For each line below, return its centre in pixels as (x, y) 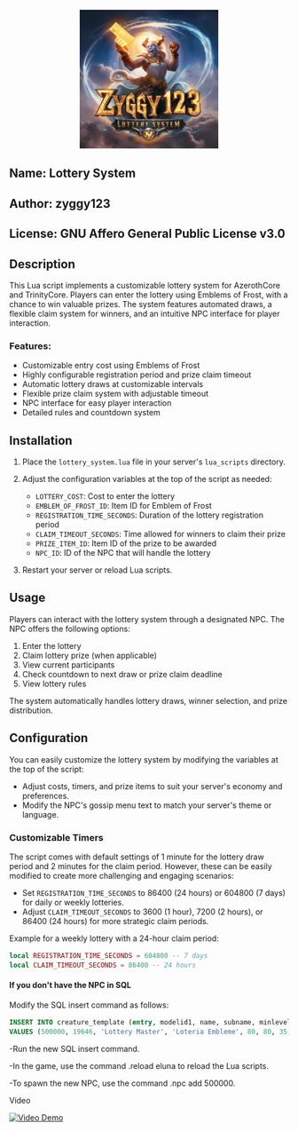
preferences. (45, 795)
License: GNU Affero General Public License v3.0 (147, 234)
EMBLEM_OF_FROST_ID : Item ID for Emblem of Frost (124, 506)
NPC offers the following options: (70, 629)
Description (42, 264)
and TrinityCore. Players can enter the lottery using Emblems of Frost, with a (149, 295)
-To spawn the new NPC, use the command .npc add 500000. (122, 1083)
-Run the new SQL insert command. (74, 1048)
